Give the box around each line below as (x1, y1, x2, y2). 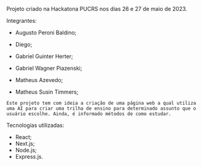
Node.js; (15, 146, 37, 154)
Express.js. (15, 153, 44, 160)
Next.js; (15, 140, 35, 147)
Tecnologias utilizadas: (6, 122, 64, 129)
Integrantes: (6, 17, 37, 24)
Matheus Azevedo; (15, 77, 63, 83)
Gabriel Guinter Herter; (15, 53, 74, 60)
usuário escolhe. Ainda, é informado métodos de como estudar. (6, 111, 172, 117)
